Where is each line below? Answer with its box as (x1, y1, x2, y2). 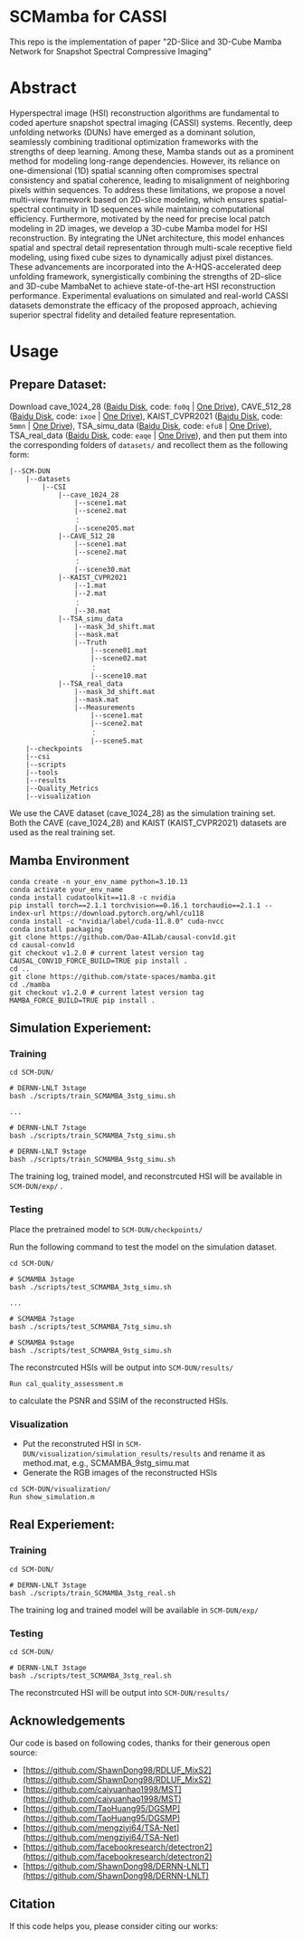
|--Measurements (73, 703, 136, 712)
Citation (9, 1897, 56, 1912)
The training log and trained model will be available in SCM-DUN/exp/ (9, 1604, 260, 1615)
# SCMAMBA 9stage (9, 1337, 75, 1347)
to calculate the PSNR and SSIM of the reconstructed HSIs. (9, 1395, 229, 1406)
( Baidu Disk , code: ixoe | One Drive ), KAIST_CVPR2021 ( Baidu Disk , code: (9, 410, 283, 422)
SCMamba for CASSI (9, 6, 167, 27)
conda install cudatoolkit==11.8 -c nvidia (9, 893, 176, 902)
